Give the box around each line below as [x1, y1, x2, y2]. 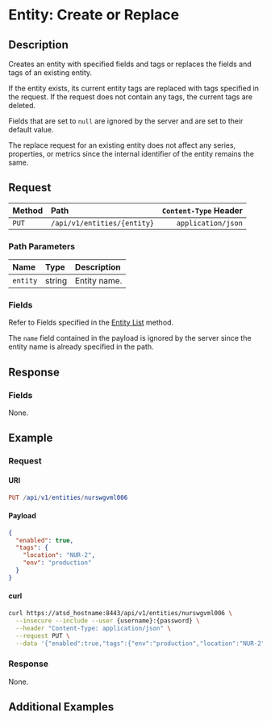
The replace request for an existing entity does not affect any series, [8, 140, 236, 150]
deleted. [8, 101, 36, 110]
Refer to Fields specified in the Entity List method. [8, 317, 174, 328]
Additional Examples [8, 700, 115, 714]
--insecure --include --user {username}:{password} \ [15, 616, 200, 625]
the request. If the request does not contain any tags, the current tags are [8, 92, 252, 102]
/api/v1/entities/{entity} [51, 218, 155, 228]
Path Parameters [8, 241, 75, 252]
